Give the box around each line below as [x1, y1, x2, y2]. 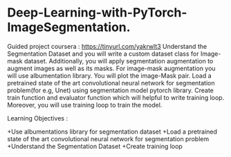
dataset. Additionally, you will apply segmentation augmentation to [24, 56, 214, 65]
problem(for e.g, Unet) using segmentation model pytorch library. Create [7, 86, 214, 94]
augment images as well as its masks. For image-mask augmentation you [7, 64, 216, 72]
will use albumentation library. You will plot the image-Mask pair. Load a [7, 71, 212, 80]
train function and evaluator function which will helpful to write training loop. [7, 93, 225, 101]
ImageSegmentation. [7, 19, 131, 35]
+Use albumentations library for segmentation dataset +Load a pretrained [7, 127, 218, 136]
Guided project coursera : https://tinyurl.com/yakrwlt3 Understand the [7, 42, 207, 50]
